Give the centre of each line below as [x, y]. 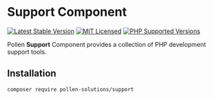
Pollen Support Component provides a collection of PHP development [107, 44]
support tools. [27, 52]
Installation [32, 73]
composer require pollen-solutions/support [71, 89]
